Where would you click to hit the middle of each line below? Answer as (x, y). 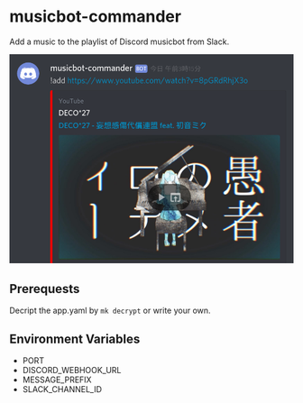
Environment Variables (75, 339)
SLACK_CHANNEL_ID (62, 389)
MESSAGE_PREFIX (57, 380)
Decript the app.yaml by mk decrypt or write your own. (110, 311)
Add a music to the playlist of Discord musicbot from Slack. (119, 41)
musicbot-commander (96, 17)
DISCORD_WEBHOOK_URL (72, 371)
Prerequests (45, 289)
